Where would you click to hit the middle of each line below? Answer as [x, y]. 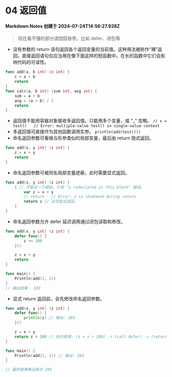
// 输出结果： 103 [23, 288]
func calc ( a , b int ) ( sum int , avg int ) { [51, 91]
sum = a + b [27, 96]
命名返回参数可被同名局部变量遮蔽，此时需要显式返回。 [71, 172]
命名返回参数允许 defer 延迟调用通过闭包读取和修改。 [69, 221]
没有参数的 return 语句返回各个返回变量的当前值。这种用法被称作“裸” [85, 49]
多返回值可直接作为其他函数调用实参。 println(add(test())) [77, 132]
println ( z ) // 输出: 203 [49, 318]
